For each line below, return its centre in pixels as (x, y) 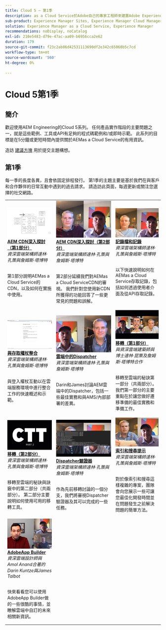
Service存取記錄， (134, 281)
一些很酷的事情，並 (31, 604)
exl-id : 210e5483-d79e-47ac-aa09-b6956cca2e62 (54, 37)
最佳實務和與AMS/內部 (83, 397)
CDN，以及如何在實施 (29, 288)
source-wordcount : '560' (31, 57)
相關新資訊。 (20, 616)
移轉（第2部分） (24, 454)
